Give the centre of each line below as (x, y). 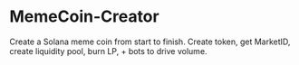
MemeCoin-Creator (85, 17)
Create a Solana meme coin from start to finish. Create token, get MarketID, (150, 42)
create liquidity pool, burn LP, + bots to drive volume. (108, 51)
